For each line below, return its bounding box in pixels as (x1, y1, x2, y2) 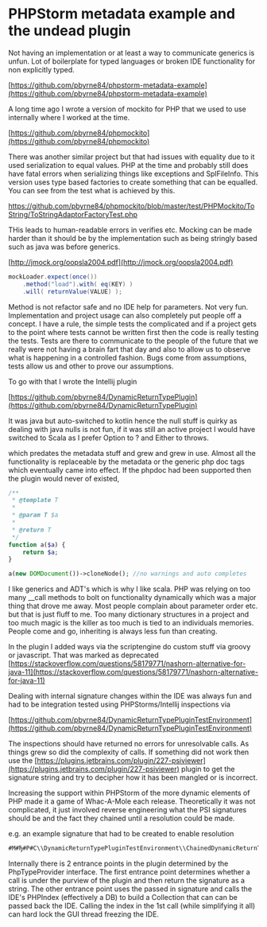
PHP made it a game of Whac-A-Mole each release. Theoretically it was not (8, 797, 256, 806)
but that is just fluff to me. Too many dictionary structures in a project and (8, 610, 250, 619)
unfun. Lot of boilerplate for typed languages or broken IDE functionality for (8, 56, 256, 66)
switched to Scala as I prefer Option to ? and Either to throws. (8, 433, 209, 442)
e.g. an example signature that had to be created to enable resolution (8, 829, 234, 839)
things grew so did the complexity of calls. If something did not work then (8, 747, 250, 757)
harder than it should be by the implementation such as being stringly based (8, 233, 258, 243)
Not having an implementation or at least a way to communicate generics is (8, 48, 255, 57)
